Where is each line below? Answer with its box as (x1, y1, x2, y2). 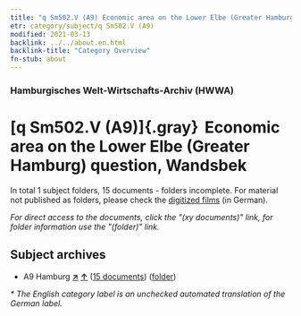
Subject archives (10, 247, 106, 262)
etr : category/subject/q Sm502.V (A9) (10, 21, 155, 30)
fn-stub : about (10, 55, 67, 64)
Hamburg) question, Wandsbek (10, 156, 247, 175)
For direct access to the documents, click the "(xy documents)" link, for (10, 211, 273, 222)
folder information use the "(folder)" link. (10, 221, 160, 232)
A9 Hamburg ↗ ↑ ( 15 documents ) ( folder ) (22, 270, 177, 282)
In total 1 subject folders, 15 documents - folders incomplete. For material (10, 184, 279, 195)
